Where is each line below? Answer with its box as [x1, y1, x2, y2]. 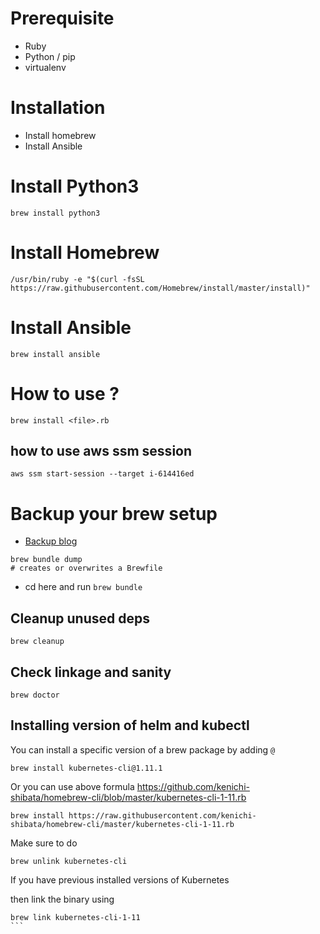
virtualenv [24, 61, 67, 73]
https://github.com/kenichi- [136, 780, 250, 792]
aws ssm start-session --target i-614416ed [10, 469, 195, 479]
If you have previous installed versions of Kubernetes [10, 873, 230, 886]
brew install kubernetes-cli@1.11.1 [10, 763, 163, 773]
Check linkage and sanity [10, 663, 172, 681]
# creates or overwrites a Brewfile [10, 563, 163, 574]
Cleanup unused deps [10, 610, 150, 627]
